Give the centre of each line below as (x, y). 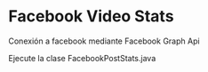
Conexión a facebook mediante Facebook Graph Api (104, 41)
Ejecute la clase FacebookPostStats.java (82, 58)
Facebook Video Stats (91, 16)
